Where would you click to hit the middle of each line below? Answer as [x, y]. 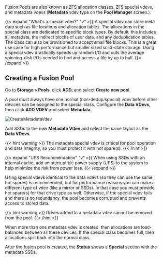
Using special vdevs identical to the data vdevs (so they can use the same [79, 177]
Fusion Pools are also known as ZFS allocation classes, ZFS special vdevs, [79, 7]
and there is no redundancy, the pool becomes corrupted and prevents [75, 198]
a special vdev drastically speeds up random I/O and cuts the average [75, 52]
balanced [14, 232]
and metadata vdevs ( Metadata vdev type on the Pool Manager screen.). [78, 12]
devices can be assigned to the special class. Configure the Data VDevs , [78, 104]
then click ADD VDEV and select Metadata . [48, 109]
